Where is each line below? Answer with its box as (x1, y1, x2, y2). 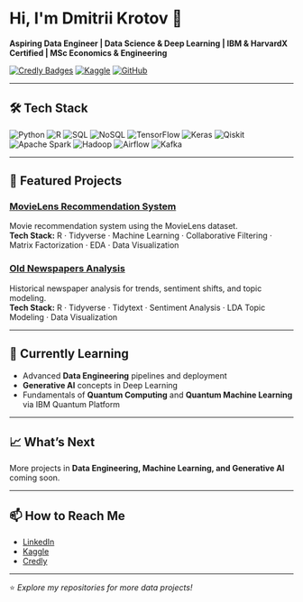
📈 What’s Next (9, 434, 96, 450)
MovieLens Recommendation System (9, 200, 177, 213)
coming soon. (9, 472, 60, 483)
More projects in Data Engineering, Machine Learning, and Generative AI (9, 463, 285, 474)
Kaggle (22, 546, 50, 557)
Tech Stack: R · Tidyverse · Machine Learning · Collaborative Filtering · (9, 230, 272, 242)
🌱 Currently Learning (9, 346, 129, 361)
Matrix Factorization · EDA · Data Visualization (9, 240, 179, 251)
